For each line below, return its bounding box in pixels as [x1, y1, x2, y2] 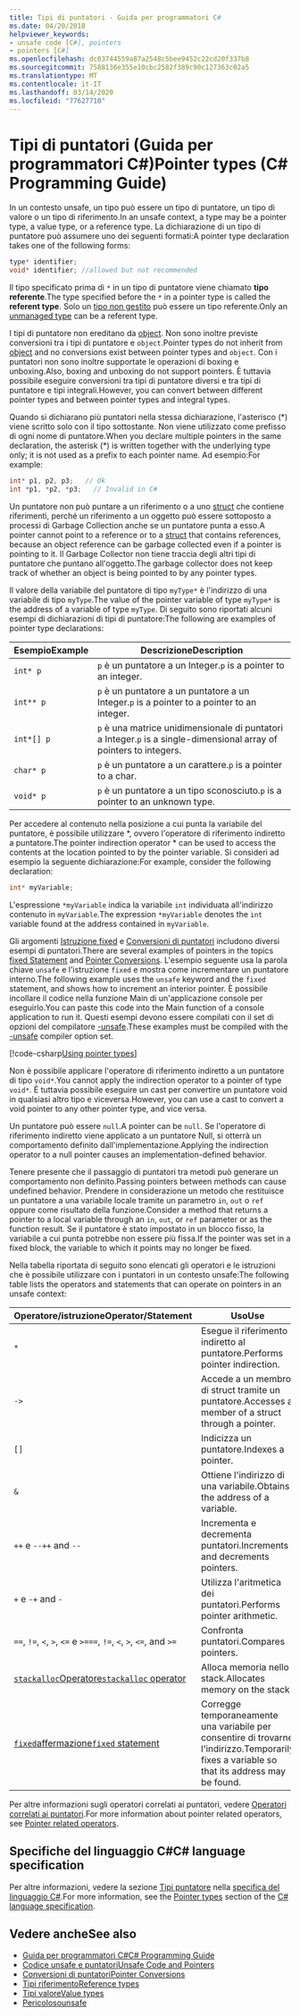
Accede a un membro [200, 1372, 292, 1385]
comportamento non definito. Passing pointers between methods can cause [9, 1176, 287, 1186]
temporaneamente [200, 1708, 279, 1721]
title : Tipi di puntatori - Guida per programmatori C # [9, 13, 221, 22]
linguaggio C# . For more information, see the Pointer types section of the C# [9, 1891, 288, 1902]
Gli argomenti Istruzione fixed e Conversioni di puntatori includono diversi [9, 935, 279, 946]
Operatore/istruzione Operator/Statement [13, 1309, 193, 1321]
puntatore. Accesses [200, 1395, 286, 1407]
